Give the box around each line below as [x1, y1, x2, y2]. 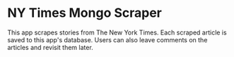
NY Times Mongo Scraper [7, 5, 163, 21]
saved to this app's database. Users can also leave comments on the [7, 35, 208, 44]
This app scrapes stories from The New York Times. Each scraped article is [7, 28, 228, 37]
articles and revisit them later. [7, 43, 93, 51]
